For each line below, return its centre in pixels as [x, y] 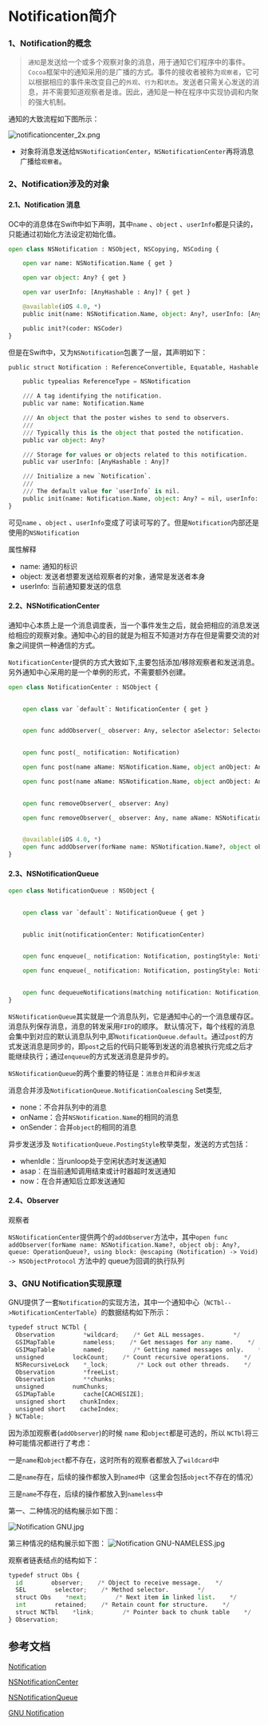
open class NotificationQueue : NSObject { [82, 891]
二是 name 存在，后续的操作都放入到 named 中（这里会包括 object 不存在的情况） [133, 1477]
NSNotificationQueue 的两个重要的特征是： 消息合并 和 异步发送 [104, 1073]
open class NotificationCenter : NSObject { [83, 687]
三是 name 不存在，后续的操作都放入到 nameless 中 [86, 1494]
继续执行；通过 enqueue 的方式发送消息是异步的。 [94, 1056]
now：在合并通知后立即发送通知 [72, 1181]
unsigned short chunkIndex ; [67, 1402]
